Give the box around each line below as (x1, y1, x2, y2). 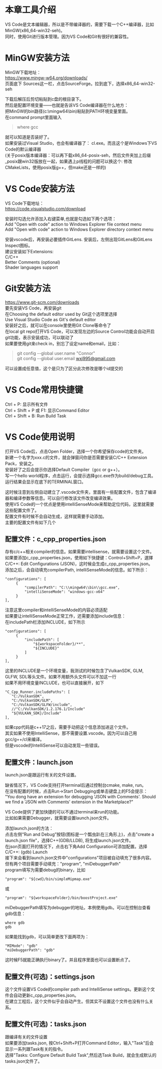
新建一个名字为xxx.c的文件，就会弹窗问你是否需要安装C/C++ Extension (5, 454, 147, 460)
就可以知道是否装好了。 (5, 134, 52, 140)
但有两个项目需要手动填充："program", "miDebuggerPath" (5, 861, 121, 867)
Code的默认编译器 (5, 146, 42, 152)
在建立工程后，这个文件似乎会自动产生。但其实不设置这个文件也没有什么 (5, 999, 149, 1004)
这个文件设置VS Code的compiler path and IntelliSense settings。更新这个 (5, 986, 151, 992)
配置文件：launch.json (5, 758, 74, 766)
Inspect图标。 (5, 242, 33, 248)
